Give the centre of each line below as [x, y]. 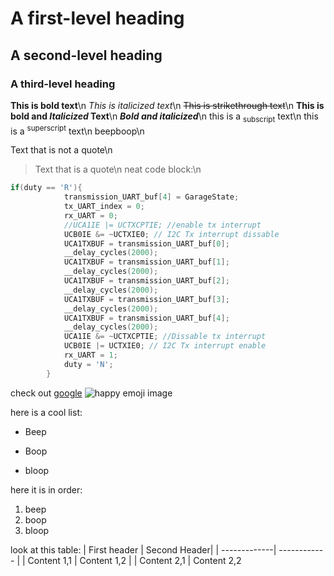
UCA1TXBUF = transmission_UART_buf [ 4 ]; [146, 318]
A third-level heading [63, 84]
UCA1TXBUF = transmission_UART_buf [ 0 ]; [146, 243]
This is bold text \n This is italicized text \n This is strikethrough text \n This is [167, 105]
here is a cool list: [46, 412]
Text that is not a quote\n [61, 150]
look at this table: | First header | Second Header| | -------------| [143, 549]
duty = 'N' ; [88, 364]
